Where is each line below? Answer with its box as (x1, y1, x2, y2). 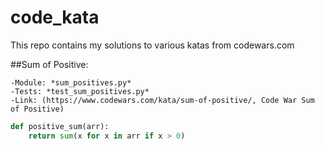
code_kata (10, 6, 100, 29)
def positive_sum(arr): (10, 121, 110, 131)
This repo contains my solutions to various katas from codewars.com (10, 39, 295, 51)
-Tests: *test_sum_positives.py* (10, 86, 150, 96)
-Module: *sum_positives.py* (10, 77, 132, 88)
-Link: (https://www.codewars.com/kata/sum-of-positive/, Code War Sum (10, 95, 315, 105)
